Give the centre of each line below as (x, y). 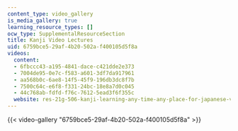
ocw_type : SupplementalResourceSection (66, 34)
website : (27, 100)
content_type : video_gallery (50, 14)
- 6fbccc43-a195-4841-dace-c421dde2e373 (74, 67)
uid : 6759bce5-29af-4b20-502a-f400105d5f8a (73, 47)
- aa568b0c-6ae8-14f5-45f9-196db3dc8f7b (74, 80)
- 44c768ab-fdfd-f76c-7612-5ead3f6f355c (74, 93)
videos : (19, 54)
